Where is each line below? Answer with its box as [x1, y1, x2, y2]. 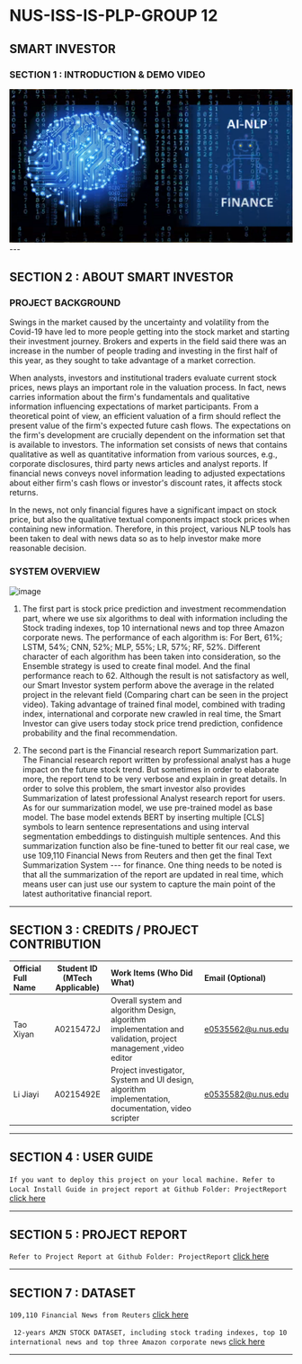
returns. [9, 487, 39, 498]
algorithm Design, [111, 1004, 177, 1016]
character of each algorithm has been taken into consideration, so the [22, 651, 281, 662]
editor [111, 1053, 133, 1064]
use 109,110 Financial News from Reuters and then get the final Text [22, 850, 272, 860]
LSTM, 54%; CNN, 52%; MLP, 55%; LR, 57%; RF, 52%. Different [22, 641, 261, 652]
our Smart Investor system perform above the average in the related [22, 680, 274, 691]
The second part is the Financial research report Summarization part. [22, 744, 279, 755]
